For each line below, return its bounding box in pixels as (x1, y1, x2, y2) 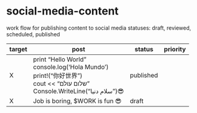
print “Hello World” (33, 55, 87, 63)
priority (164, 45, 186, 53)
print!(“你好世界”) (33, 71, 83, 80)
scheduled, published (6, 30, 61, 37)
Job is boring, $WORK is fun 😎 (33, 97, 122, 105)
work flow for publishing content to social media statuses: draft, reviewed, (6, 24, 192, 31)
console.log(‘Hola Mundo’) (33, 62, 109, 71)
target (9, 45, 27, 53)
